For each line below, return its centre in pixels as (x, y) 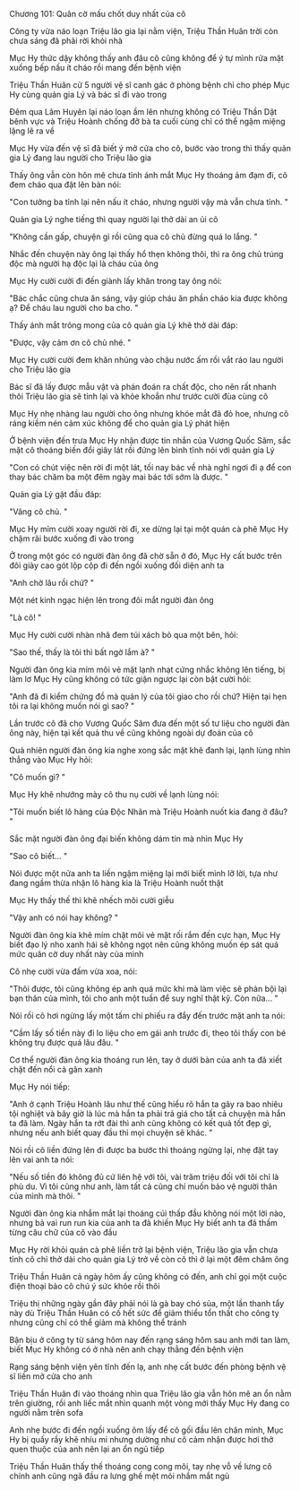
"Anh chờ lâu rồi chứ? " (51, 583)
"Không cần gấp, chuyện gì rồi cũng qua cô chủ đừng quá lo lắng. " (133, 237)
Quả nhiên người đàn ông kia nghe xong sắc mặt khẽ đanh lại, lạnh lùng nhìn (150, 750)
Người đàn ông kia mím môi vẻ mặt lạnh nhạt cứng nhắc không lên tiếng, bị (147, 669)
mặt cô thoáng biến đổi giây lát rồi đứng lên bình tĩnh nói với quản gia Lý (142, 450)
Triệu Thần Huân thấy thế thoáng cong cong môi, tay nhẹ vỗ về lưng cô (141, 1466)
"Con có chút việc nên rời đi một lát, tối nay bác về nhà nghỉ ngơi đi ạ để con (150, 467)
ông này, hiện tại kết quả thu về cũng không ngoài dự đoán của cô (131, 733)
